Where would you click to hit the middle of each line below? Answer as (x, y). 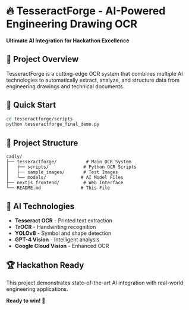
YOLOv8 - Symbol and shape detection (63, 233)
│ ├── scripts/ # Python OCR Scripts (71, 167)
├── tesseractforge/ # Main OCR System (69, 162)
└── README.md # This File (58, 188)
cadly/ (14, 157)
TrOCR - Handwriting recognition (55, 227)
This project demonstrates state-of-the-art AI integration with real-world (95, 283)
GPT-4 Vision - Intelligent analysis (57, 239)
